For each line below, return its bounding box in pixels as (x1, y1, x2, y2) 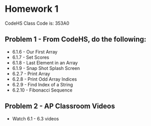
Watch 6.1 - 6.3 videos (12, 115, 59, 121)
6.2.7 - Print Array (12, 70, 51, 77)
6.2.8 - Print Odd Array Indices (12, 76, 77, 82)
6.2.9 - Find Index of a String (12, 81, 73, 87)
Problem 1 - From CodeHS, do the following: (5, 35, 146, 44)
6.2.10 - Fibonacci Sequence (12, 87, 73, 93)
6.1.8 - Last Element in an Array (12, 60, 78, 66)
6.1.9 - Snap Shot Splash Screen (12, 65, 80, 71)
